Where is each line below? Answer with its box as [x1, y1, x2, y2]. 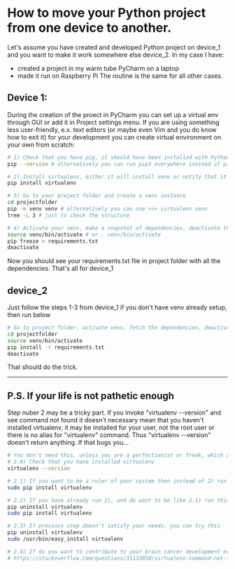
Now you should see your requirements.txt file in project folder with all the [7, 257, 221, 265]
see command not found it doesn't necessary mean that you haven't [7, 416, 204, 424]
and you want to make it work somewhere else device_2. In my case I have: [7, 51, 225, 59]
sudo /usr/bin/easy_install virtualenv [7, 535, 124, 542]
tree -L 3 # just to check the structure [7, 212, 130, 219]
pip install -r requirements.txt [7, 344, 105, 351]
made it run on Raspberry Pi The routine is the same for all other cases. [17, 72, 223, 80]
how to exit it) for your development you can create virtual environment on [7, 133, 222, 141]
